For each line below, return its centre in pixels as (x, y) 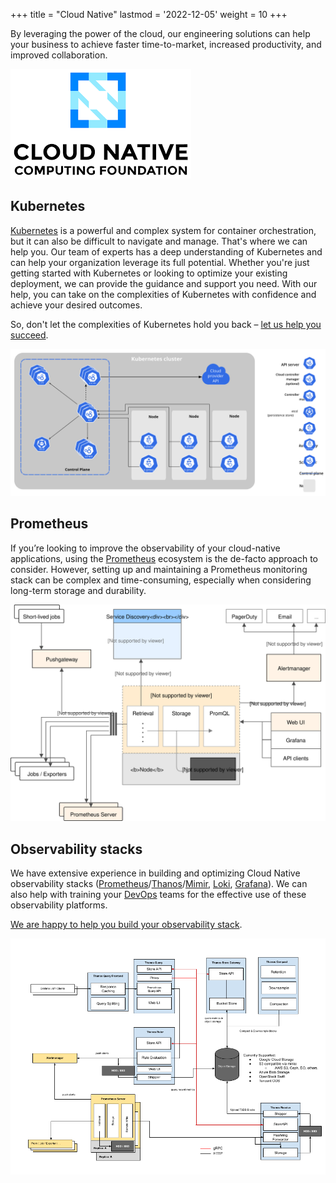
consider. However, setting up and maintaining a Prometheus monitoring (159, 569)
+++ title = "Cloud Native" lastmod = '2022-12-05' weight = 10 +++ (149, 14)
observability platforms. (59, 905)
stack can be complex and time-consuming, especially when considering (161, 580)
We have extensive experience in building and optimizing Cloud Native (155, 873)
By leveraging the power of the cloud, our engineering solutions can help (160, 33)
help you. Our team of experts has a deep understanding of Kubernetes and (166, 251)
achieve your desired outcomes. (76, 305)
